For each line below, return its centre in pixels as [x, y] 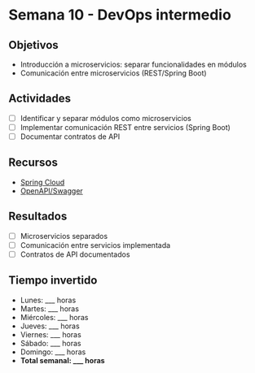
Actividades [40, 99]
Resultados [38, 217]
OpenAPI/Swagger [51, 191]
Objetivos [33, 45]
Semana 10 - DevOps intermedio [120, 15]
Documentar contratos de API [70, 137]
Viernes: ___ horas [51, 334]
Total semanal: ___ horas [62, 360]
